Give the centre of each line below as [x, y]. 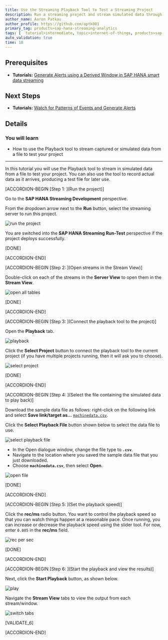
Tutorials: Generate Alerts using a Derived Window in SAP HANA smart [86, 75]
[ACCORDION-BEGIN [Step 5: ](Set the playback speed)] [64, 505]
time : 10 [14, 43]
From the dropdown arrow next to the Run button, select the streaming [78, 208]
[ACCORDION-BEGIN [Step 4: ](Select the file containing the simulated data [83, 395]
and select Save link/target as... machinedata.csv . [57, 415]
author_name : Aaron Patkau [33, 19]
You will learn [22, 138]
